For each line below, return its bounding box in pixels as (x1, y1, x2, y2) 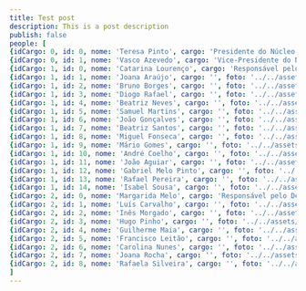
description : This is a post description (9, 22, 169, 31)
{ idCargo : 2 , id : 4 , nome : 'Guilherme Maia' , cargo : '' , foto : (9, 225, 255, 234)
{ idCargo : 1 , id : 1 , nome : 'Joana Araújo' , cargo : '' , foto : (9, 73, 247, 82)
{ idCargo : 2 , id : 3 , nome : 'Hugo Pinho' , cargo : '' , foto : (9, 216, 239, 226)
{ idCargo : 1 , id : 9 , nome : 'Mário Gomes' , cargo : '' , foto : (9, 140, 243, 150)
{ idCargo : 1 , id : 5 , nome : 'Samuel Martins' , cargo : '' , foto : (9, 107, 255, 116)
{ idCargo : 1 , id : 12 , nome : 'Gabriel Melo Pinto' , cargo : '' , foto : (9, 166, 275, 175)
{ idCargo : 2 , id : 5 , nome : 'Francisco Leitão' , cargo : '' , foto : (9, 234, 263, 243)
